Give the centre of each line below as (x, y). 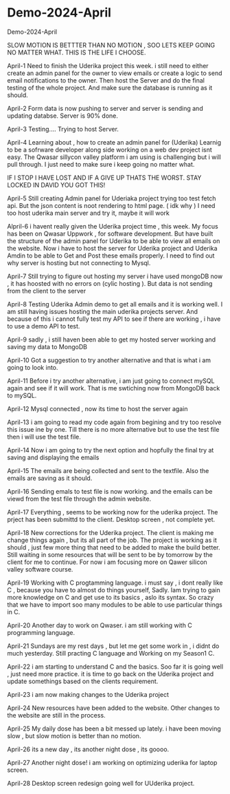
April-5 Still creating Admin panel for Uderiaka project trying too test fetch (112, 198)
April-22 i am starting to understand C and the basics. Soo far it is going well (115, 667)
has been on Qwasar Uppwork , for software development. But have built (110, 233)
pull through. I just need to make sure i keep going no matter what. (101, 164)
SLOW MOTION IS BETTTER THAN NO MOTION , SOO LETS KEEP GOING (111, 45)
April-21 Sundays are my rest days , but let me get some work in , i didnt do (113, 646)
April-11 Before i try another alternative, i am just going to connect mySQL (111, 381)
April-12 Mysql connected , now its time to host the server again (97, 408)
